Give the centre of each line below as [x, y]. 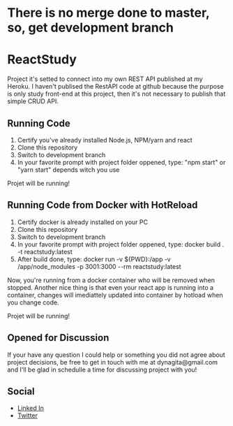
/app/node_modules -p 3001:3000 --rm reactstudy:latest [99, 266]
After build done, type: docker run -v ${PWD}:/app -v [94, 259]
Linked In [30, 408]
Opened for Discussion [58, 338]
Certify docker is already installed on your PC [83, 222]
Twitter [28, 416]
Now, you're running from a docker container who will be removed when [111, 280]
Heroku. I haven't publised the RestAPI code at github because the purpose [116, 87]
